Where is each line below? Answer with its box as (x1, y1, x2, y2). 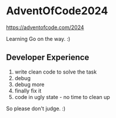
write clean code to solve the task (14, 68, 97, 75)
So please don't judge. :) (6, 105, 66, 112)
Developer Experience (6, 52, 90, 63)
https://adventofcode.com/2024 (6, 24, 84, 31)
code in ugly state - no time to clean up (14, 93, 110, 100)
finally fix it (14, 87, 42, 94)
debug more (14, 81, 45, 88)
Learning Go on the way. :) (6, 35, 71, 42)
